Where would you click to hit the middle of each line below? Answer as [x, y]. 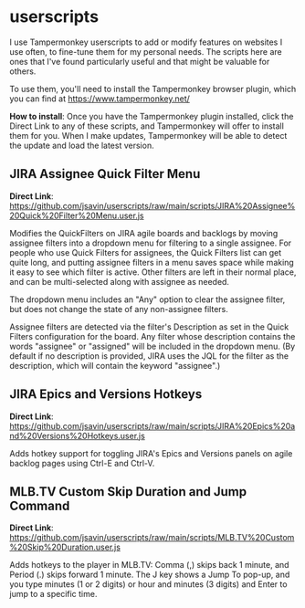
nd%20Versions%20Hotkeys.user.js [78, 435]
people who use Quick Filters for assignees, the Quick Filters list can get [146, 252]
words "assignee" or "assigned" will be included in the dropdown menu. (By [152, 346]
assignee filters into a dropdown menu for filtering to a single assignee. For [151, 243]
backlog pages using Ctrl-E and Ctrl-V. [82, 463]
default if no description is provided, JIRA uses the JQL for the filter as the [149, 356]
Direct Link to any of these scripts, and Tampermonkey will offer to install [147, 126]
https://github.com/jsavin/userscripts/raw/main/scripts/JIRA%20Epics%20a [152, 425]
